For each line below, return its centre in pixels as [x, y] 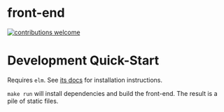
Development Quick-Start [83, 61]
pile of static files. [33, 101]
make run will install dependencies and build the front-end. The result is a [113, 93]
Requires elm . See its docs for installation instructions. [85, 80]
